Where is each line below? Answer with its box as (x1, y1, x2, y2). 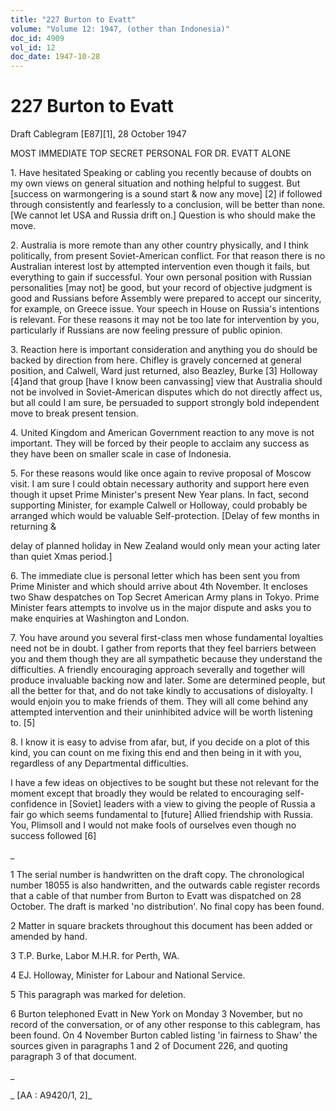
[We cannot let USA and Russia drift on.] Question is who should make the (10, 209, 316, 221)
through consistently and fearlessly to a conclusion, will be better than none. (10, 199, 326, 211)
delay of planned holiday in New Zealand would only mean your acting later (10, 540, 321, 552)
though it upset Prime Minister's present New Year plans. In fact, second (10, 489, 310, 501)
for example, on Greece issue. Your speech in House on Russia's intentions (10, 303, 320, 315)
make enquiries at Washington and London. (10, 612, 190, 625)
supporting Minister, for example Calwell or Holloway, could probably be (10, 499, 308, 511)
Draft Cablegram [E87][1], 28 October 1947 (10, 128, 187, 140)
